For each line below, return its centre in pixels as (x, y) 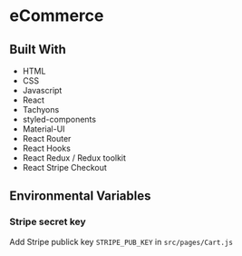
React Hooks (46, 148)
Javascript (42, 90)
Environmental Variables (80, 196)
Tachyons (41, 109)
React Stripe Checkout (64, 167)
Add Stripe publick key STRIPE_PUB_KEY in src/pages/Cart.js (121, 241)
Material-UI (44, 129)
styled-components (59, 119)
